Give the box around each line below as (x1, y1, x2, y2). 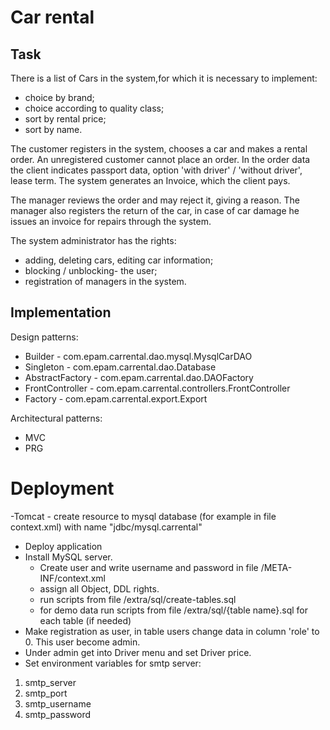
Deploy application (24, 540, 103, 552)
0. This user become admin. (24, 636, 141, 648)
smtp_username (24, 697, 92, 710)
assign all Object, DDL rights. (39, 582, 160, 595)
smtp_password (24, 708, 92, 720)
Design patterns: (10, 331, 79, 343)
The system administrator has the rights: (10, 235, 177, 246)
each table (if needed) (39, 614, 132, 626)
